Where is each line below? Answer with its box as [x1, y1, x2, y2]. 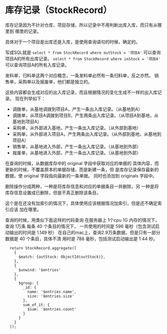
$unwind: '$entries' [18, 267, 61, 272]
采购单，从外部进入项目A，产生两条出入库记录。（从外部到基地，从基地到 [12, 131, 162, 137]
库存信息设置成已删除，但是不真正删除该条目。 [5, 189, 101, 195]
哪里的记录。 [14, 28, 41, 34]
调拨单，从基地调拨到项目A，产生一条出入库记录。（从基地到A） [12, 106, 143, 112]
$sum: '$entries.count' [27, 307, 77, 312]
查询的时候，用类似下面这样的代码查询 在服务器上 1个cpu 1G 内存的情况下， [5, 217, 160, 223]
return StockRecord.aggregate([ [9, 245, 77, 251]
